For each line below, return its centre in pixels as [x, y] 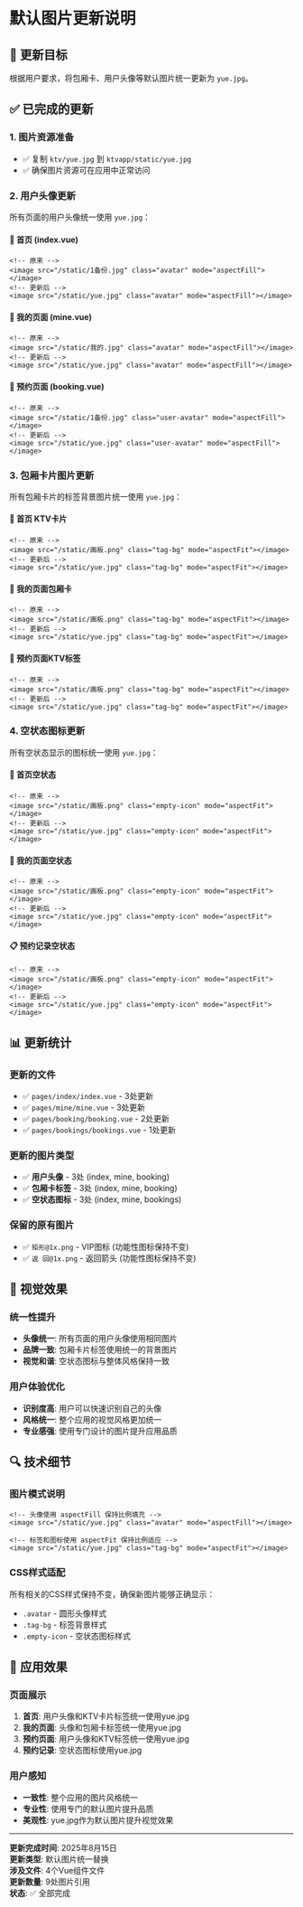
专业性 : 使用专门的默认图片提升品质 [88, 1808]
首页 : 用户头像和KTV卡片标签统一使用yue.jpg [106, 1716]
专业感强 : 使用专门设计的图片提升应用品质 [100, 1431]
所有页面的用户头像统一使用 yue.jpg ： [80, 217]
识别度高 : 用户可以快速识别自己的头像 [92, 1408]
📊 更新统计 [41, 1043]
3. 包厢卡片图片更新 [52, 475]
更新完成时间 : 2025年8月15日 [63, 1847]
